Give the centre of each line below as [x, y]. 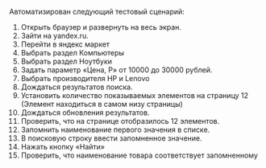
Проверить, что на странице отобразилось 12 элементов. [120, 121]
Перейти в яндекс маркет [65, 44]
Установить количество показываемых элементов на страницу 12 [135, 95]
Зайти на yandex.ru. [55, 36]
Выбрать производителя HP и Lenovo [85, 78]
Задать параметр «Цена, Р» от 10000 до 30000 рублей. [116, 70]
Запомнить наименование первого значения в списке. [115, 129]
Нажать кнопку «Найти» [63, 147]
